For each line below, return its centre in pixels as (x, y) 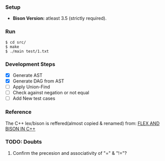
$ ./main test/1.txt (27, 51)
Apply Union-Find (31, 87)
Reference (18, 112)
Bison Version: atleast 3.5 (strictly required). (60, 18)
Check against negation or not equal (51, 93)
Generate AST (28, 75)
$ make (12, 47)
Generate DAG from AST (39, 81)
